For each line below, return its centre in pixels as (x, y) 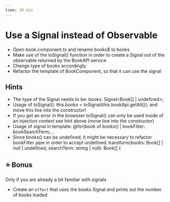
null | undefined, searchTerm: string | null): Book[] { (67, 148)
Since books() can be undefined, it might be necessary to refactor (82, 137)
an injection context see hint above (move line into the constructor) (83, 121)
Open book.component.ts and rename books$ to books (71, 49)
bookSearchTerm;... (34, 132)
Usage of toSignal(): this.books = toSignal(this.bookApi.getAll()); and (85, 105)
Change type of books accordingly (49, 66)
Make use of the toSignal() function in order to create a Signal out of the (89, 55)
